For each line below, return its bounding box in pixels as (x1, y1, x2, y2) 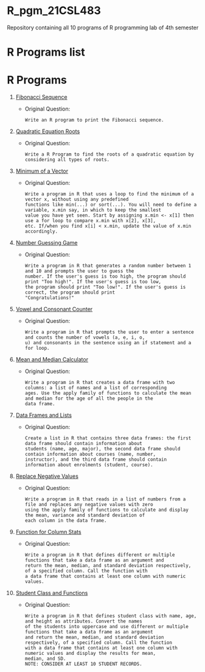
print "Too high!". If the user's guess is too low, (24, 279, 162, 285)
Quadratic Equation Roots (15, 128, 80, 135)
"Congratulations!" (24, 295, 75, 301)
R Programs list (7, 45, 85, 59)
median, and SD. (24, 656, 66, 662)
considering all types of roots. (24, 157, 110, 163)
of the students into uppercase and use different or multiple (24, 624, 189, 630)
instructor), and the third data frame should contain (24, 457, 167, 463)
